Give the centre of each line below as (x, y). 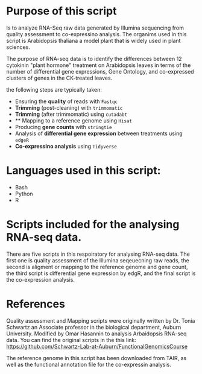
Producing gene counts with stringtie (63, 127)
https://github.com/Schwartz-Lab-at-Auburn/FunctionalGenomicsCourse (97, 346)
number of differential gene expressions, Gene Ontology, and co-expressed (100, 71)
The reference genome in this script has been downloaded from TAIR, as (96, 358)
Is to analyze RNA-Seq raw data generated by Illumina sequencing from (95, 28)
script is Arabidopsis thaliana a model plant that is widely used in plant (93, 40)
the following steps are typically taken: (54, 89)
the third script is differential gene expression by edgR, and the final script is (101, 273)
